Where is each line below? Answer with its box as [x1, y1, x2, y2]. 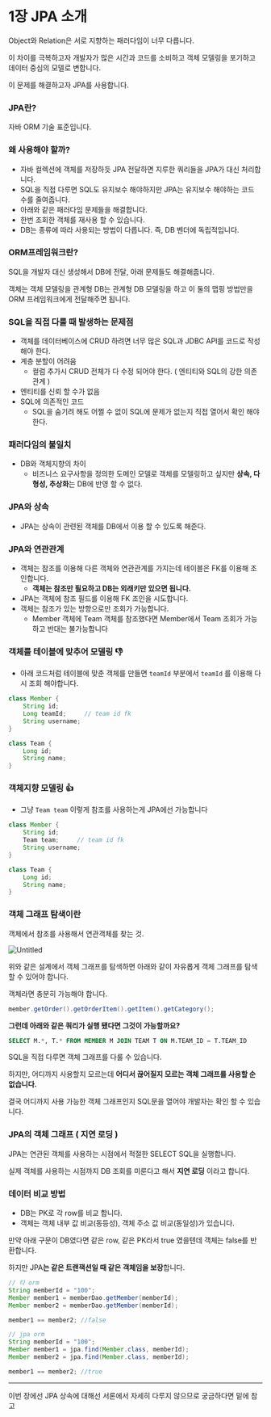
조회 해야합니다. [28, 679, 79, 688]
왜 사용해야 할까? [8, 145, 71, 156]
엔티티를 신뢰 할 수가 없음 [19, 387, 101, 397]
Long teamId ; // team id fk [23, 710, 131, 718]
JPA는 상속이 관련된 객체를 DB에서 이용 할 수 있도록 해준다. [19, 521, 206, 531]
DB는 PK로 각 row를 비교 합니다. [19, 1209, 123, 1217]
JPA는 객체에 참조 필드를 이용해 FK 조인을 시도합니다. [19, 594, 189, 603]
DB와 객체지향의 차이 [19, 459, 86, 469]
